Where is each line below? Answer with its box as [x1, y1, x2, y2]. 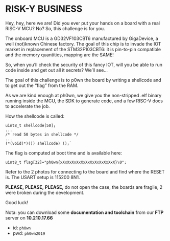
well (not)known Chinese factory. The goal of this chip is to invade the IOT [5, 40, 161, 47]
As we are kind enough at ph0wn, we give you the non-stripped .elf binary [5, 92, 162, 98]
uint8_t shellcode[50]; [5, 123, 56, 128]
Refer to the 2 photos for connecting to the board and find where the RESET [5, 168, 165, 174]
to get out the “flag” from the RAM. [5, 82, 79, 89]
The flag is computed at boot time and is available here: [5, 149, 123, 156]
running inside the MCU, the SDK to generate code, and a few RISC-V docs [5, 98, 163, 104]
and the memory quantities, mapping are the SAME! [5, 52, 114, 58]
